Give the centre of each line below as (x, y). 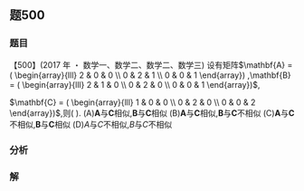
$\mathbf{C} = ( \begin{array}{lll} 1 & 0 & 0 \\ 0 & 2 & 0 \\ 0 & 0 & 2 (133, 102)
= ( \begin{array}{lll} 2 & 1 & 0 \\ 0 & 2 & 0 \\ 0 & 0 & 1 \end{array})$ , (135, 84)
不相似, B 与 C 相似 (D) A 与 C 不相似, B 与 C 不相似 (91, 124)
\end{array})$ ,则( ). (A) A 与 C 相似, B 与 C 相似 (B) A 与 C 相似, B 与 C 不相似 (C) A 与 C (152, 113)
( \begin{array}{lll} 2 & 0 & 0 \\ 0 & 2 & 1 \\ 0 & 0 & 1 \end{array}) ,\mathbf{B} (150, 75)
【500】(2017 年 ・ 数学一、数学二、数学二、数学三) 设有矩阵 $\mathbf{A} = (151, 64)
